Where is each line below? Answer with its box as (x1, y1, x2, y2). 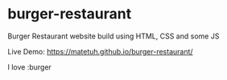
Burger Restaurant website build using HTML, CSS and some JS (7, 31, 220, 41)
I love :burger (7, 62, 52, 72)
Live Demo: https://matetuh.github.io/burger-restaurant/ (7, 46, 194, 56)
